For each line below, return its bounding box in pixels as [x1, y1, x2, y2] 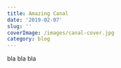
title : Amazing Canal [7, 10, 69, 17]
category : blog [7, 36, 51, 43]
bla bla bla [7, 54, 36, 63]
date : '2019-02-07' [7, 16, 63, 23]
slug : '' [7, 23, 32, 30]
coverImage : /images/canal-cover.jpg [7, 29, 115, 36]
